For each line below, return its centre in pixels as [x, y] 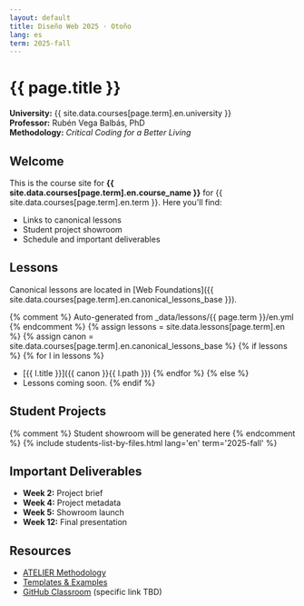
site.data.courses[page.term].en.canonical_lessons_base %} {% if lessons [148, 345]
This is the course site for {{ [62, 183]
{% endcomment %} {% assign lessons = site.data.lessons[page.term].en [147, 326]
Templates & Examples [65, 582]
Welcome [37, 161]
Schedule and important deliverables [91, 239]
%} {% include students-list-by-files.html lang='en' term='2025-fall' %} [143, 442]
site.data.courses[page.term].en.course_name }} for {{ [116, 193]
